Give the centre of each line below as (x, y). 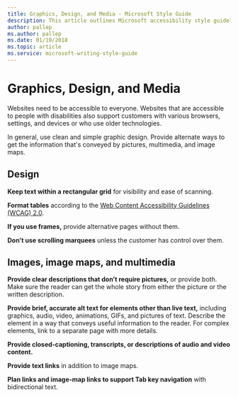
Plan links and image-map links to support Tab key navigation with (107, 379)
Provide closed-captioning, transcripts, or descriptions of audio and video (119, 345)
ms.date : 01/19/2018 (38, 40)
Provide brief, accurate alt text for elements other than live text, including (117, 308)
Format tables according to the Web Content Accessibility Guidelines (109, 205)
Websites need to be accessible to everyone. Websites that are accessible (116, 108)
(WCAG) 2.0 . (26, 213)
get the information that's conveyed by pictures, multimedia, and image (111, 144)
